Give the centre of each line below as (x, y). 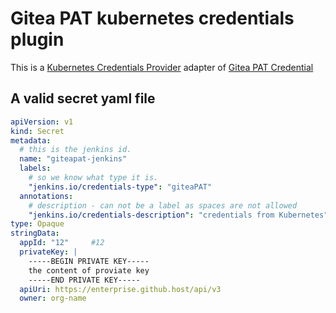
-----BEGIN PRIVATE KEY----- (89, 261)
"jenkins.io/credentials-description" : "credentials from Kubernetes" (178, 215)
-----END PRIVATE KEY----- (84, 280)
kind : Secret (37, 131)
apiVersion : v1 (42, 122)
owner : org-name (53, 298)
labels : (35, 168)
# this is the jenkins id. (75, 150)
